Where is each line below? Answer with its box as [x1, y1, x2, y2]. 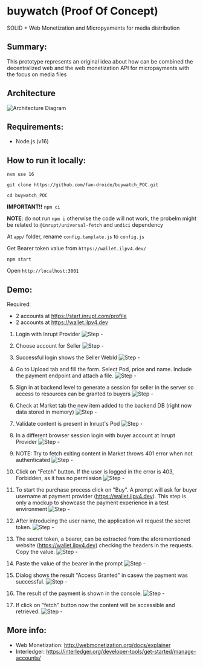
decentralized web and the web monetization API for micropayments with [7, 64, 190, 71]
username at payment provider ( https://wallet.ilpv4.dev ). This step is [15, 493, 187, 499]
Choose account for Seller [15, 342, 81, 349]
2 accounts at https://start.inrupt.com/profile [15, 313, 127, 319]
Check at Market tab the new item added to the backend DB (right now [15, 402, 192, 409]
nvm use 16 [7, 171, 34, 178]
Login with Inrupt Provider [15, 331, 80, 337]
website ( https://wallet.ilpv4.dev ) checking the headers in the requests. [15, 542, 193, 548]
